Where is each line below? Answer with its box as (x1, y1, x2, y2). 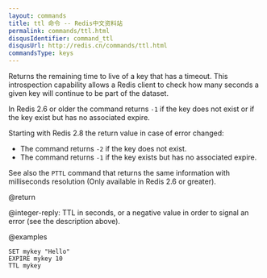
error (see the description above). (8, 217, 121, 226)
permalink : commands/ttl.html (8, 27, 111, 35)
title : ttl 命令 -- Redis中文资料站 (8, 19, 123, 27)
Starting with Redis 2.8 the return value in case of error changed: (8, 128, 224, 138)
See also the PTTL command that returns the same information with (8, 168, 231, 177)
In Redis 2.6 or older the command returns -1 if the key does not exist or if (8, 104, 255, 114)
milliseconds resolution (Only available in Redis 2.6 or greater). (8, 176, 216, 186)
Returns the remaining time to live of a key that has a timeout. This (8, 72, 228, 81)
